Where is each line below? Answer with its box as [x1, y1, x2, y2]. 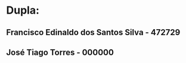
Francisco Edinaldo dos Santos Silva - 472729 [6, 27, 181, 37]
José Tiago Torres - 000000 [6, 47, 114, 57]
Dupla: [6, 4, 40, 17]
